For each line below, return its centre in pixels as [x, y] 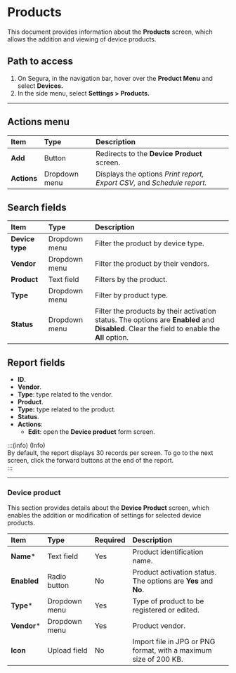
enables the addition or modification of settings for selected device [104, 515]
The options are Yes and [172, 581]
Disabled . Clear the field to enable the [157, 329]
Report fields [36, 363]
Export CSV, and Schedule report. [151, 182]
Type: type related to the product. [66, 409]
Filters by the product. [131, 280]
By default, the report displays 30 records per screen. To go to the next [110, 453]
